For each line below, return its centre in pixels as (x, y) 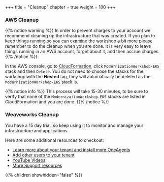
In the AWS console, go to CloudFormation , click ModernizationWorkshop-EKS (82, 66)
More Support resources (37, 165)
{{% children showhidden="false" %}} (44, 175)
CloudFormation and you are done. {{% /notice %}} (57, 102)
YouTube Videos (29, 160)
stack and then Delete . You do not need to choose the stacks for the (74, 71)
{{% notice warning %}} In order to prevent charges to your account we (78, 30)
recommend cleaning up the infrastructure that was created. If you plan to (80, 36)
